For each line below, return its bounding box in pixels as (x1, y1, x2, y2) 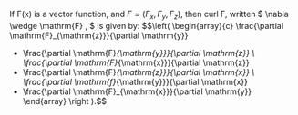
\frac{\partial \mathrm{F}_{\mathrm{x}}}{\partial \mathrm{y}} (22, 86, 252, 97)
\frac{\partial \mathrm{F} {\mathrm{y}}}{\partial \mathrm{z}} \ (22, 47, 255, 58)
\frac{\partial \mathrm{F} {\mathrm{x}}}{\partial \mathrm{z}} (22, 57, 250, 68)
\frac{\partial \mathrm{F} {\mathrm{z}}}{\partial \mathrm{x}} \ (22, 66, 255, 77)
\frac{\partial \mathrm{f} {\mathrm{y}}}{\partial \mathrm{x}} (22, 76, 249, 87)
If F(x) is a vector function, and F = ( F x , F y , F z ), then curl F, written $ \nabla (9, 9, 289, 22)
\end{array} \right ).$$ (22, 95, 108, 106)
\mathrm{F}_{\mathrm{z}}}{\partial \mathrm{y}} (9, 30, 189, 41)
